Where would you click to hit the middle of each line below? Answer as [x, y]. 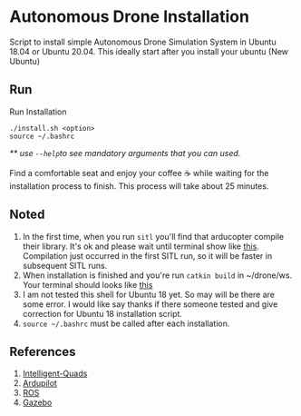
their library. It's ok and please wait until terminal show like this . [141, 246]
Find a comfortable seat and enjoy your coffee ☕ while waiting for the [139, 173]
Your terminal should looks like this [87, 284]
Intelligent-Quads [55, 373]
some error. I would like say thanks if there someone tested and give [150, 304]
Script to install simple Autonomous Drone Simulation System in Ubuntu [143, 42]
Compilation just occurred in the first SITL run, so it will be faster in [147, 255]
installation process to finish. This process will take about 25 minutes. [139, 186]
